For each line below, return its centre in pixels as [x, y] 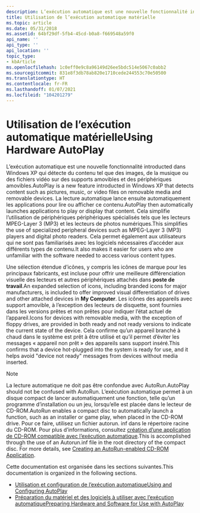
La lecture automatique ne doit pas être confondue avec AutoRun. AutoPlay [98, 385]
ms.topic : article [29, 23]
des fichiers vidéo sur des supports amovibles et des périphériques [89, 179]
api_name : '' [22, 39]
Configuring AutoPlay [41, 491]
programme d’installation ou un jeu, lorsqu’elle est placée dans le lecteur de [99, 404]
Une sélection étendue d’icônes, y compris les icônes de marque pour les [96, 267]
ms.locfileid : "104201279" [40, 95]
